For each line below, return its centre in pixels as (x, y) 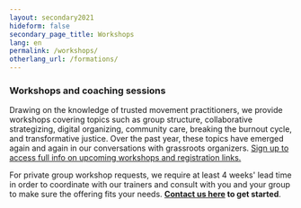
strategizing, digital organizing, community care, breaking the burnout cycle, (150, 129)
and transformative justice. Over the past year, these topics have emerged (147, 139)
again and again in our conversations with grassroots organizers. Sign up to (149, 148)
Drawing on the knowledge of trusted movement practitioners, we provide (146, 110)
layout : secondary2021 (52, 17)
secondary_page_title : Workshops (72, 34)
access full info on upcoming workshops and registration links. (125, 158)
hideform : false (40, 26)
